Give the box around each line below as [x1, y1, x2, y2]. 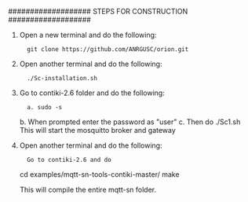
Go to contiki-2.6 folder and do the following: [19, 88, 165, 97]
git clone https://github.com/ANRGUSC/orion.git [27, 46, 189, 53]
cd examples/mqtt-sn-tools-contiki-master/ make [19, 170, 180, 179]
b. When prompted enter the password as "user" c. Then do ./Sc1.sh [19, 117, 241, 127]
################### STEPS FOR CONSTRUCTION [8, 7, 188, 16]
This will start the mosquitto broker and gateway [19, 126, 177, 134]
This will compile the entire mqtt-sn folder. [19, 185, 157, 194]
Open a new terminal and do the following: [19, 31, 157, 39]
